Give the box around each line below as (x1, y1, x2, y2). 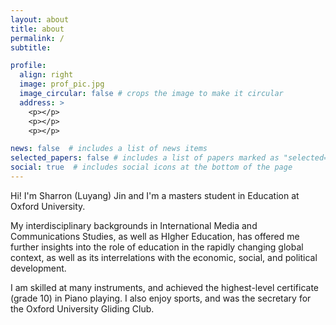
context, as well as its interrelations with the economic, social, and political (10, 251, 318, 263)
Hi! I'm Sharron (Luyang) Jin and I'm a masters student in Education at (10, 189, 300, 201)
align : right (19, 70, 74, 80)
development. (10, 262, 67, 274)
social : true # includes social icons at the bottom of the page (10, 162, 293, 173)
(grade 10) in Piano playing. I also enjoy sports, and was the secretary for (10, 292, 312, 304)
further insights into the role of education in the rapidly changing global (10, 241, 304, 253)
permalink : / (10, 33, 65, 43)
